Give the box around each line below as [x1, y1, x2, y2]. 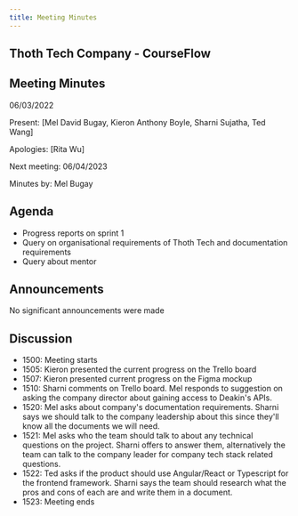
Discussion [9, 331, 73, 346]
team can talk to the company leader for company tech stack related [21, 449, 274, 460]
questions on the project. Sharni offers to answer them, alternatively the [21, 439, 286, 450]
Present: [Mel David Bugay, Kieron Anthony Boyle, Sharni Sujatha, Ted [9, 117, 266, 127]
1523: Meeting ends [21, 496, 95, 507]
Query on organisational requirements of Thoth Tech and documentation [21, 237, 288, 247]
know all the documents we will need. [21, 421, 160, 431]
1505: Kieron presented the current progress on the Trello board [21, 364, 257, 375]
